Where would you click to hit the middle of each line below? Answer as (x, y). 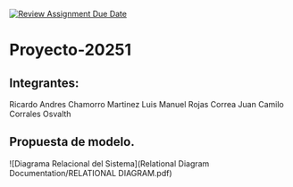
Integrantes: (44, 83)
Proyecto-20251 (71, 50)
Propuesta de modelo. (72, 142)
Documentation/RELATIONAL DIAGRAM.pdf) (91, 173)
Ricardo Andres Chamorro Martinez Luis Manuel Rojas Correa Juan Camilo (146, 104)
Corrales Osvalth (40, 114)
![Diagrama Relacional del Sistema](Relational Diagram (109, 163)
